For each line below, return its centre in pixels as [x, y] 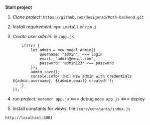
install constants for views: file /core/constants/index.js [71, 108]
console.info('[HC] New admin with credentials [81, 76]
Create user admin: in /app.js [43, 36]
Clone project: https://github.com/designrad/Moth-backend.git [78, 17]
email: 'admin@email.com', [68, 59]
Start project [19, 7]
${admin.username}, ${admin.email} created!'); [63, 81]
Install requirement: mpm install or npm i [54, 27]
